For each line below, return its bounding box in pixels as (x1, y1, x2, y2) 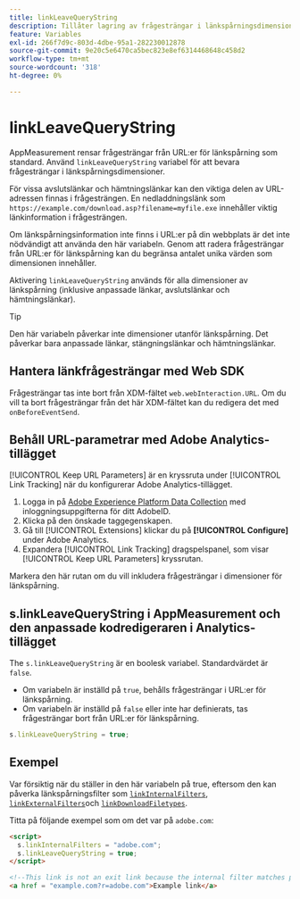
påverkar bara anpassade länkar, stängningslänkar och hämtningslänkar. (9, 337, 277, 348)
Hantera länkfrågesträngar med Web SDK (9, 363, 246, 379)
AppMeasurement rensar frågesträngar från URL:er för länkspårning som (9, 146, 279, 157)
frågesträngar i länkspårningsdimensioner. (9, 166, 165, 177)
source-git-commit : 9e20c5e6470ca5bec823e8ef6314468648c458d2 (9, 46, 246, 55)
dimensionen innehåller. (9, 257, 97, 268)
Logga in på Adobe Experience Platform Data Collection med (21, 496, 246, 507)
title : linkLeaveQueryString (9, 12, 118, 22)
